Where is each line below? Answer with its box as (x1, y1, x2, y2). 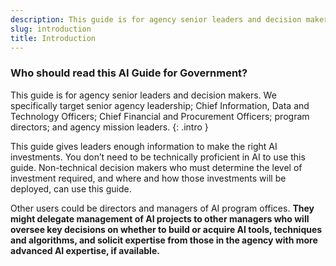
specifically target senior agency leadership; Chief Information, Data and (10, 99, 310, 111)
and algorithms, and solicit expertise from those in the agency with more (10, 234, 318, 246)
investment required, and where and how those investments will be (10, 172, 287, 184)
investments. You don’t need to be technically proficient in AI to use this (10, 151, 306, 163)
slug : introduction (10, 24, 92, 34)
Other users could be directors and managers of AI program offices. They (10, 202, 315, 214)
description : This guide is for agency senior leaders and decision (10, 14, 302, 25)
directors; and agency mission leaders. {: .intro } (10, 121, 209, 133)
